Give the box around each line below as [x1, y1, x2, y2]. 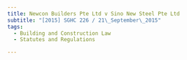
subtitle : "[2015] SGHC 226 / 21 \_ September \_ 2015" [7, 17, 161, 24]
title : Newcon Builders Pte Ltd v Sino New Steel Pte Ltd [7, 10, 180, 17]
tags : [7, 23, 23, 30]
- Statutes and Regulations [13, 36, 96, 43]
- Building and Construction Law [13, 29, 111, 37]
